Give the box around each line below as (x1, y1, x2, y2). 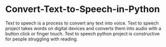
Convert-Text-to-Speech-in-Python (5, 3, 160, 15)
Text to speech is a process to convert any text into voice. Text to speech (5, 20, 159, 26)
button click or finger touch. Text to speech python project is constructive (5, 30, 160, 36)
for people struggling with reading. (5, 36, 78, 42)
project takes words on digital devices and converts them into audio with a (5, 25, 161, 31)
